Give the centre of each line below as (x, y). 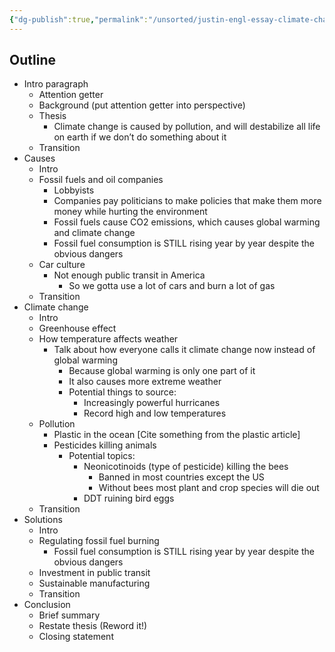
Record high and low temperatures (155, 413)
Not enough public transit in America (129, 275)
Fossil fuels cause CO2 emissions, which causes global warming (187, 222)
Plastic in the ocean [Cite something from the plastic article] (177, 435)
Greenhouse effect (77, 328)
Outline (32, 60)
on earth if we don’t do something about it (140, 137)
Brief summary (69, 615)
